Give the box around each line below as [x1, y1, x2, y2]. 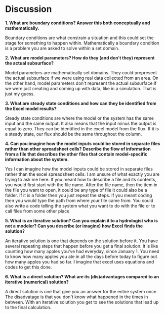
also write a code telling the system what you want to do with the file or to [5, 203, 156, 209]
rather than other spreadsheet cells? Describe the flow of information [5, 146, 151, 152]
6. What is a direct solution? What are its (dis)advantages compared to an [5, 273, 159, 279]
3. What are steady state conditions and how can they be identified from [5, 100, 157, 106]
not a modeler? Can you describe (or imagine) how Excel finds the [5, 223, 143, 229]
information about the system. [5, 156, 69, 162]
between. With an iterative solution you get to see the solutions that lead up [5, 299, 159, 305]
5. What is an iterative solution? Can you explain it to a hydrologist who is [5, 217, 158, 223]
